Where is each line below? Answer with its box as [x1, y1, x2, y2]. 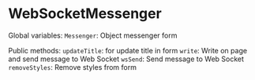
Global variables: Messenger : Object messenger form [8, 31, 178, 40]
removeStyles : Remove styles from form [8, 62, 137, 71]
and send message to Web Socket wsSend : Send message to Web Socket [8, 54, 245, 64]
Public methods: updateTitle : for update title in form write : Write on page [8, 45, 247, 55]
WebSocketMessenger [8, 5, 162, 23]
